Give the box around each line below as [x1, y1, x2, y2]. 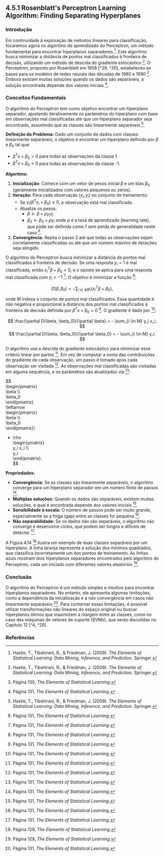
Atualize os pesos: [19, 205, 57, 212]
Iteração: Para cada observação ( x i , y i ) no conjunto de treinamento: [12, 192, 148, 199]
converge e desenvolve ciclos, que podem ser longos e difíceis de [12, 523, 146, 529]
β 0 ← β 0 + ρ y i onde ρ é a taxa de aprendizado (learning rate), [27, 217, 150, 224]
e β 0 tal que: [5, 142, 31, 149]
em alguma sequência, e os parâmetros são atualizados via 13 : [5, 368, 130, 375]
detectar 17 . [12, 528, 36, 535]
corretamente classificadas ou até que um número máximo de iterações [12, 240, 157, 246]
